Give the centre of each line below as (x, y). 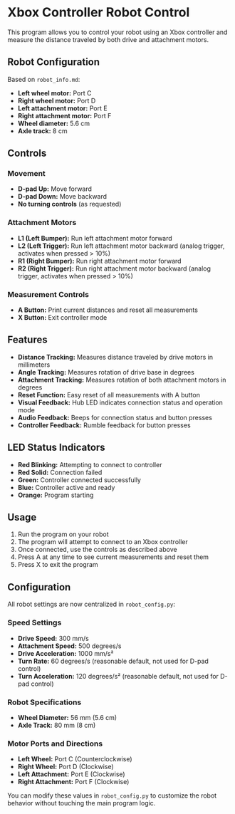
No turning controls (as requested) (69, 204)
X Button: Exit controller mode (62, 318)
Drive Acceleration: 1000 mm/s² (66, 653)
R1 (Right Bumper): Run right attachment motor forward (99, 261)
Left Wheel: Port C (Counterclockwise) (75, 759)
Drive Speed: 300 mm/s (53, 638)
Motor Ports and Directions (55, 743)
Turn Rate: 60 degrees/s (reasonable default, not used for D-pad (113, 661)
